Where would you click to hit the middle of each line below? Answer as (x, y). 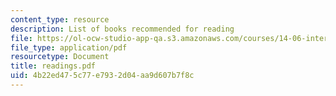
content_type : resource (60, 19)
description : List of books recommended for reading (122, 29)
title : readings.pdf (53, 66)
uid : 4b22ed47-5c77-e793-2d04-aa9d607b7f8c (102, 76)
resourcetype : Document (60, 57)
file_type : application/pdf (69, 47)
